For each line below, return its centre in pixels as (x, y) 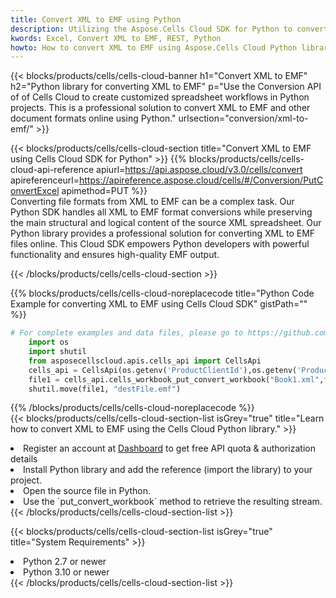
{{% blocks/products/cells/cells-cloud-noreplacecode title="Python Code (162, 293)
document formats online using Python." (93, 118)
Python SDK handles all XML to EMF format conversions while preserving (161, 212)
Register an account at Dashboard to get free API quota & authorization (169, 448)
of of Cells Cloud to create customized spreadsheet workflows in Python (160, 97)
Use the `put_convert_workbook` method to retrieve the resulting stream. (173, 502)
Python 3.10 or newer (66, 572)
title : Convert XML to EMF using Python (96, 19)
